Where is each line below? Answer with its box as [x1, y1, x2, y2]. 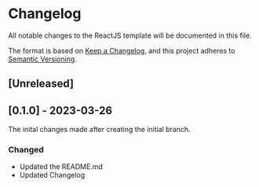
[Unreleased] [8, 77, 75, 90]
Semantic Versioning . [8, 54, 77, 64]
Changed [8, 145, 45, 156]
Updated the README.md [19, 162, 104, 171]
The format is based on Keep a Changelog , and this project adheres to [8, 46, 235, 55]
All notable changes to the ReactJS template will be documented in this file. [8, 31, 253, 40]
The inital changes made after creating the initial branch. [8, 125, 191, 134]
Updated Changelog [19, 170, 86, 180]
